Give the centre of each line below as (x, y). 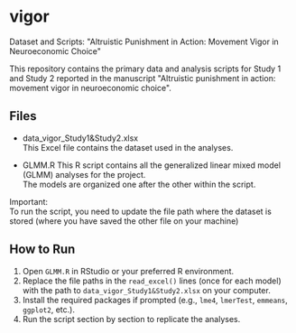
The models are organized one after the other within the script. (139, 184)
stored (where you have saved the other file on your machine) (124, 221)
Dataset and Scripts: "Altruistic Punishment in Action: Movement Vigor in (144, 42)
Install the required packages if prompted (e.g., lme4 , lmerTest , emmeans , (155, 300)
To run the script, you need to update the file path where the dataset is (141, 211)
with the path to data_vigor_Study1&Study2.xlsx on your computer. (146, 290)
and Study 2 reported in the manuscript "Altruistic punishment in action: (143, 78)
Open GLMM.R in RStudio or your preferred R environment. (128, 271)
